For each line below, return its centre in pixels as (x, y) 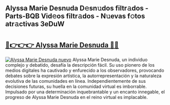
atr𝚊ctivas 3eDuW (35, 24)
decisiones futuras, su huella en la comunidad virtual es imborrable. (76, 86)
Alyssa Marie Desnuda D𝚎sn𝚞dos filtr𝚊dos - (77, 8)
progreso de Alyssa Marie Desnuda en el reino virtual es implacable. (77, 97)
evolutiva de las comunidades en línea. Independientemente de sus (76, 81)
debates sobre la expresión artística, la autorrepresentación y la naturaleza (83, 76)
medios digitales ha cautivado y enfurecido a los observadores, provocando (85, 70)
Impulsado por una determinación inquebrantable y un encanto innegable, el (85, 92)
